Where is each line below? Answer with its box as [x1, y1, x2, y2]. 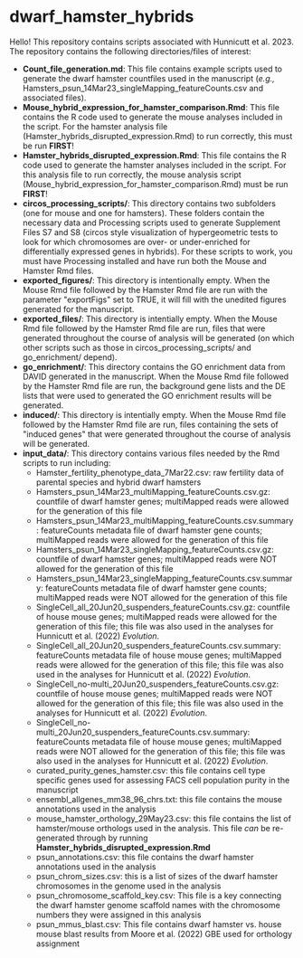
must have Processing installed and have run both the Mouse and [22, 255, 267, 266]
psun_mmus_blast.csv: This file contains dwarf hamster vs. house [35, 918, 282, 929]
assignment [35, 938, 80, 949]
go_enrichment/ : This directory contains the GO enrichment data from [22, 361, 286, 372]
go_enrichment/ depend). [22, 351, 118, 363]
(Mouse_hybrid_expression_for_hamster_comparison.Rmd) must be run [22, 178, 289, 189]
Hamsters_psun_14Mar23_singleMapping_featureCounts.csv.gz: [35, 544, 274, 555]
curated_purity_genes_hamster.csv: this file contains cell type [35, 764, 266, 775]
